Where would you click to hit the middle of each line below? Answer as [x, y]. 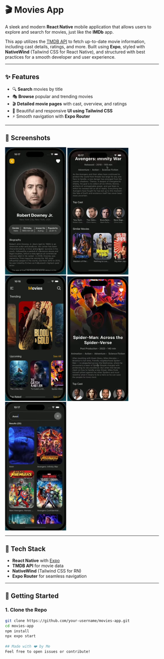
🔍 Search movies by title [37, 89]
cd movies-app [20, 626]
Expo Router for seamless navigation [49, 576]
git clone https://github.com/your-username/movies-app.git [68, 621]
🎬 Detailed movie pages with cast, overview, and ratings [69, 104]
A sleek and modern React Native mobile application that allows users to [78, 27]
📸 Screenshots [28, 138]
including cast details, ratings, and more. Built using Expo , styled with [75, 46]
